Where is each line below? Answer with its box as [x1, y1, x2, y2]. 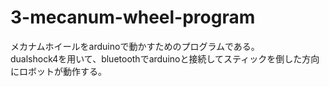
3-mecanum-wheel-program [10, 6, 256, 29]
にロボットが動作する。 [10, 65, 107, 77]
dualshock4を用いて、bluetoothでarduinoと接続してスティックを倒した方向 [10, 52, 320, 65]
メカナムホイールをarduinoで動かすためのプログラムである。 [10, 40, 260, 52]
